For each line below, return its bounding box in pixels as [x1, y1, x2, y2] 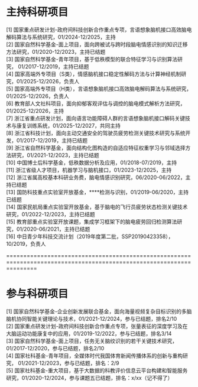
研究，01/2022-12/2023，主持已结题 [6, 210, 96, 217]
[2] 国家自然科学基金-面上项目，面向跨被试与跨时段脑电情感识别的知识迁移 [6, 41, 188, 48]
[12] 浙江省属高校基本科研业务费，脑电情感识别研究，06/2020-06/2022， [6, 174, 186, 181]
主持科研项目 [6, 5, 69, 19]
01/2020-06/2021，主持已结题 [16, 225, 90, 232]
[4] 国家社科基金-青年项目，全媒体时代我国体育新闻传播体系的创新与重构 [6, 352, 183, 359]
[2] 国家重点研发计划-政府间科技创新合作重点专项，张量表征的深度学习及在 [6, 323, 188, 330]
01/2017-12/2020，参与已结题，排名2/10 [6, 344, 105, 352]
